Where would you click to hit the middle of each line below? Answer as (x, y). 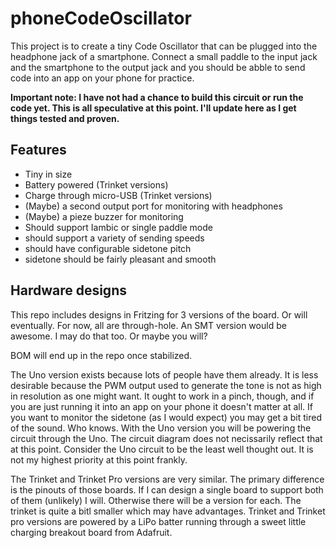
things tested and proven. (65, 118)
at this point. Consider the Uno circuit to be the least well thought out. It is (162, 449)
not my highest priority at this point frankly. (99, 459)
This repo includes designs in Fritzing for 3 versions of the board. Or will (159, 314)
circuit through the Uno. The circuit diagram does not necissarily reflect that (166, 438)
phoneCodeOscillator (101, 18)
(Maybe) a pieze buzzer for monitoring (104, 216)
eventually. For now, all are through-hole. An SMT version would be (148, 325)
